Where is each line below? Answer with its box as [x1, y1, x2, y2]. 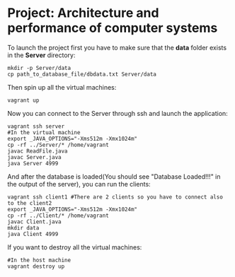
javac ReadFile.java [7, 147, 69, 155]
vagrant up [7, 97, 40, 104]
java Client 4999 [7, 230, 59, 237]
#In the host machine [7, 257, 71, 264]
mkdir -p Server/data [7, 64, 71, 71]
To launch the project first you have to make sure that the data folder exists [7, 43, 227, 52]
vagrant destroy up [7, 263, 65, 270]
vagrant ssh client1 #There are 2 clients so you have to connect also [7, 193, 223, 201]
